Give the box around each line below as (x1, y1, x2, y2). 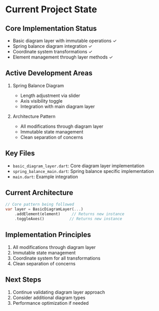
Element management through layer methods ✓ (12, 54, 113, 60)
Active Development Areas (5, 69, 93, 77)
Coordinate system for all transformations (12, 255, 101, 261)
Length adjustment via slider (20, 92, 80, 99)
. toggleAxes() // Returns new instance (14, 217, 123, 222)
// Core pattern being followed (5, 202, 74, 207)
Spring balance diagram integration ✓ (12, 43, 93, 49)
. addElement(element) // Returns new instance (14, 211, 125, 217)
